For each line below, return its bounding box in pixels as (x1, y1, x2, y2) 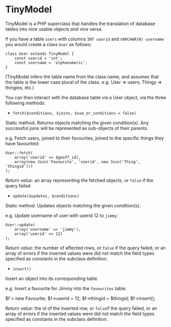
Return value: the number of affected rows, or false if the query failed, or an (5, 245, 166, 251)
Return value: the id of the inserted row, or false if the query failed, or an (5, 305, 157, 311)
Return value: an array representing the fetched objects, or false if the (5, 177, 154, 183)
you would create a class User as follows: (5, 41, 92, 47)
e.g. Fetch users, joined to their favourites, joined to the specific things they (5, 135, 164, 141)
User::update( (5, 222, 36, 227)
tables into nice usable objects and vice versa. (5, 26, 103, 32)
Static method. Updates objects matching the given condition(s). (5, 202, 141, 208)
